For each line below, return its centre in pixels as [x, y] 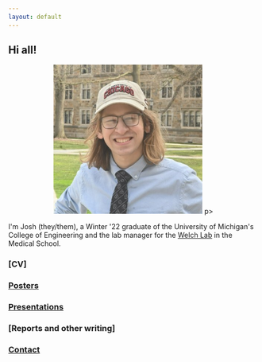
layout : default [35, 17]
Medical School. [35, 243]
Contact [24, 350]
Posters [24, 286]
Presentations [36, 307]
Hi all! [23, 51]
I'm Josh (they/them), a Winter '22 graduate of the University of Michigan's [131, 227]
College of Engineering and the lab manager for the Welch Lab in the [120, 235]
